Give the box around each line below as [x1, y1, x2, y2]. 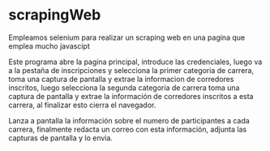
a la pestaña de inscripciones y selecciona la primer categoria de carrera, [8, 65, 254, 75]
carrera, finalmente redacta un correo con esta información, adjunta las [8, 124, 247, 134]
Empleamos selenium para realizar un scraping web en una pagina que [8, 32, 246, 42]
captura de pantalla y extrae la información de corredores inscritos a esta [8, 91, 254, 101]
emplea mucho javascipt [8, 41, 91, 50]
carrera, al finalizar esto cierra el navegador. [8, 100, 156, 110]
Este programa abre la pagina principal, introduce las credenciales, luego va [8, 57, 263, 67]
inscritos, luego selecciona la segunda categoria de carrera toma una [8, 83, 240, 93]
